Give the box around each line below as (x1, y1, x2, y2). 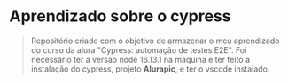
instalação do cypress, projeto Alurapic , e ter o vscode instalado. (30, 64, 270, 74)
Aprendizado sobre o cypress (9, 6, 231, 26)
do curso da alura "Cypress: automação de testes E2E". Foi (30, 44, 247, 55)
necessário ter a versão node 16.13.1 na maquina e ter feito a (30, 54, 251, 64)
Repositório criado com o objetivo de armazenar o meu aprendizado (30, 35, 280, 46)
